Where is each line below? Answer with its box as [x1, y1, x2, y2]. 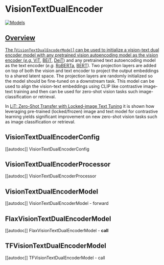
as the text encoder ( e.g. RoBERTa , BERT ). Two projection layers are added [5, 62, 157, 68]
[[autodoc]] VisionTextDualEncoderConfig [5, 146, 90, 152]
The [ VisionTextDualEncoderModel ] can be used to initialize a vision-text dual [5, 47, 159, 52]
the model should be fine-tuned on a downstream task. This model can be [5, 78, 155, 84]
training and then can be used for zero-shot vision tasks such [14, 88, 138, 94]
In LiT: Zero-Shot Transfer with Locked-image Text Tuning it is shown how [5, 103, 155, 109]
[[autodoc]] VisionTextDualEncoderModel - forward [5, 200, 109, 206]
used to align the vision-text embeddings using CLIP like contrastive [5, 83, 142, 89]
